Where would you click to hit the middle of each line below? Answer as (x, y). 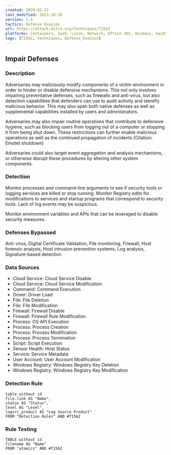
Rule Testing (21, 429)
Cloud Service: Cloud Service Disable (52, 279)
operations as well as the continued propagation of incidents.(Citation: (79, 137)
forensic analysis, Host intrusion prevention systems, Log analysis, (75, 249)
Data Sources (22, 267)
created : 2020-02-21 (27, 10)
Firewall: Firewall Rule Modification (49, 316)
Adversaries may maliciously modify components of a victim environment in (85, 84)
